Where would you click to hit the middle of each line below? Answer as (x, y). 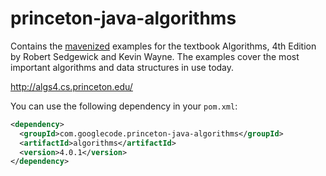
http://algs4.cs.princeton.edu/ (71, 86)
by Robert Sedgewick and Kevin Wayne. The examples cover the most (155, 56)
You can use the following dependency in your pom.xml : (124, 106)
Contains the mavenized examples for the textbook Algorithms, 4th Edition (163, 46)
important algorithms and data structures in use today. (122, 67)
